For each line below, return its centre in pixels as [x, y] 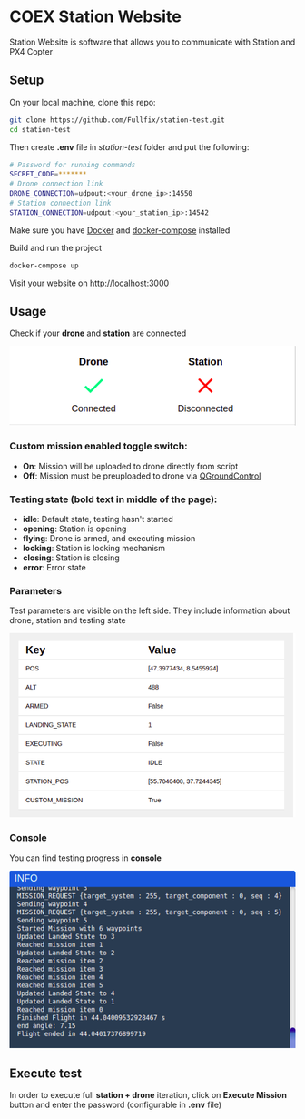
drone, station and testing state [68, 620]
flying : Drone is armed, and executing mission [109, 538]
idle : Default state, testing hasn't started [98, 519]
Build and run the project [56, 247]
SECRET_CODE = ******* [49, 175]
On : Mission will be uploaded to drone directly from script [130, 466]
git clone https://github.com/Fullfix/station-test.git [117, 120]
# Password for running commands [73, 165]
